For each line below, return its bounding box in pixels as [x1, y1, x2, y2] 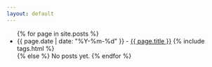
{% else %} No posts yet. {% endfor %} [16, 52, 132, 60]
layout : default [6, 10, 54, 17]
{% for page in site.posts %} [16, 29, 99, 38]
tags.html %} [16, 44, 55, 52]
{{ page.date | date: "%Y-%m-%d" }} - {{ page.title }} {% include [16, 36, 205, 45]
